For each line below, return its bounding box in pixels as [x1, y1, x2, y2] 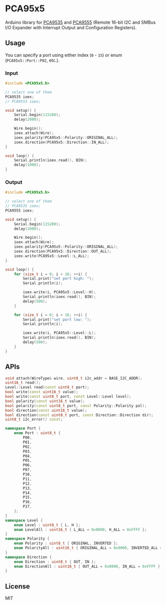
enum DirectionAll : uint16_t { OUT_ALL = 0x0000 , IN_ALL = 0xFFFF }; [14, 564, 163, 569]
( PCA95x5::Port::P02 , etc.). [5, 57, 60, 63]
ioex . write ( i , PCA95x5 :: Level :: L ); [23, 331, 96, 336]
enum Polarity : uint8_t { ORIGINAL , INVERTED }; [14, 541, 119, 546]
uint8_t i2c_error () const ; [5, 417, 63, 422]
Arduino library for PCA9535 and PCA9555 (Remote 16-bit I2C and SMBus [5, 19, 156, 25]
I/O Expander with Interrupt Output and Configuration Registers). [5, 24, 137, 30]
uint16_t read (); [5, 380, 41, 386]
